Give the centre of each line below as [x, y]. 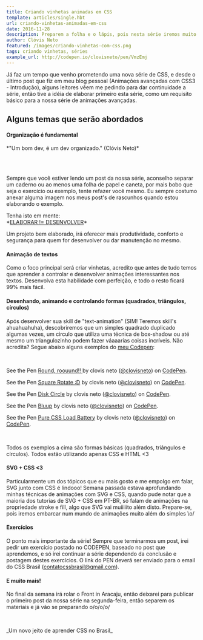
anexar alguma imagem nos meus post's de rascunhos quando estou [92, 197]
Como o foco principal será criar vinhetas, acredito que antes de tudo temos [101, 268]
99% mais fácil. [26, 287]
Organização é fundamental [42, 135]
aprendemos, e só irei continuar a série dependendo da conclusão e [92, 554]
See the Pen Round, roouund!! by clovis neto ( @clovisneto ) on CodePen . [97, 370]
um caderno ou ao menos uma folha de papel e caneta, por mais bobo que [99, 185]
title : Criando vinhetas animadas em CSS [59, 12]
